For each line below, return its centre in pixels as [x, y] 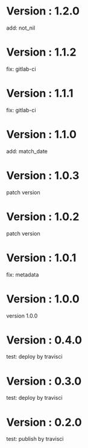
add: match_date [27, 151]
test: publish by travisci [35, 439]
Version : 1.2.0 [43, 11]
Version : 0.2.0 [44, 422]
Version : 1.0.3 [43, 175]
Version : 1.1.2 [41, 52]
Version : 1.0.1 [41, 258]
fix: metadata [23, 274]
